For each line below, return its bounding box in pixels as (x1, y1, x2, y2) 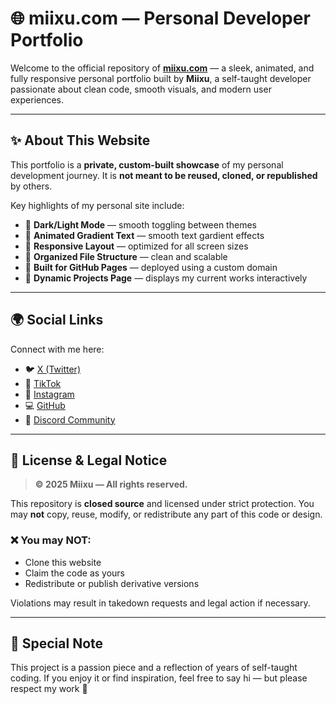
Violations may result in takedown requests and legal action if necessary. (10, 597, 311, 609)
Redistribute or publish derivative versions (24, 577, 200, 589)
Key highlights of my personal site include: (10, 199, 185, 211)
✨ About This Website (10, 132, 151, 149)
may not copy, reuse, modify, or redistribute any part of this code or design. (10, 508, 323, 521)
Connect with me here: (10, 343, 105, 355)
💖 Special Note (10, 635, 104, 652)
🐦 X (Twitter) (24, 363, 81, 375)
